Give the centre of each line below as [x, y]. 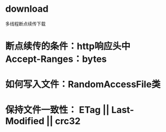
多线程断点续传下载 [26, 24]
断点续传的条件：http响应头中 [68, 46]
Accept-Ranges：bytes [56, 59]
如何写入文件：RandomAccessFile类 [83, 84]
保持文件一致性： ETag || [57, 110]
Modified [25, 121]
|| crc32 [63, 121]
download [27, 9]
